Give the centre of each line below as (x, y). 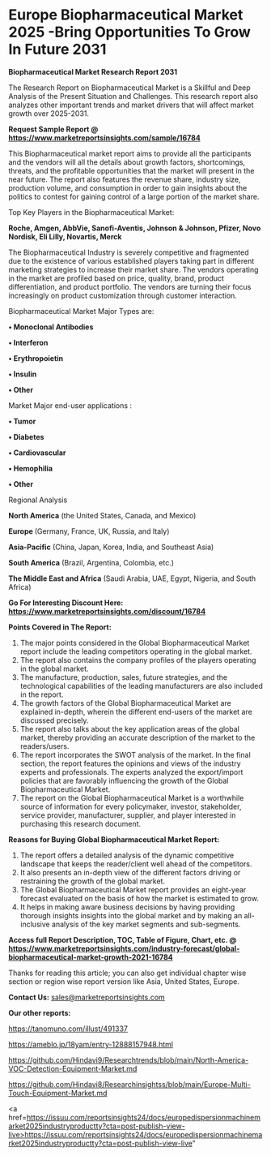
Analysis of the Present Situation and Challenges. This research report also (133, 96)
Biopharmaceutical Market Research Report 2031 (93, 71)
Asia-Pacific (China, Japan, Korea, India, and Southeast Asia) (111, 547)
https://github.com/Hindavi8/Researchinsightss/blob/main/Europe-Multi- (129, 1084)
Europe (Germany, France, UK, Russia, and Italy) (89, 531)
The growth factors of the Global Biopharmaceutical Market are (126, 703)
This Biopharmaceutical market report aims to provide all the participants (130, 153)
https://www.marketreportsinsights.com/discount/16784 (107, 611)
